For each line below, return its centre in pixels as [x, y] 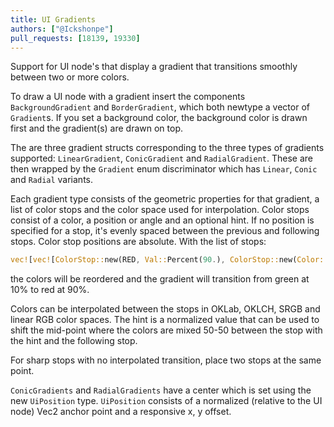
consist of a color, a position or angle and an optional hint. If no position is [162, 220]
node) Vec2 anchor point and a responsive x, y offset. [121, 412]
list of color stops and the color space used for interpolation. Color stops [160, 210]
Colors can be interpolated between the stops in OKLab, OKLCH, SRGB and [165, 309]
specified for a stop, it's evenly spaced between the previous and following [165, 231]
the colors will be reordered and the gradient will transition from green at [160, 279]
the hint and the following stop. [74, 341]
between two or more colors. [70, 77]
